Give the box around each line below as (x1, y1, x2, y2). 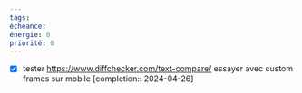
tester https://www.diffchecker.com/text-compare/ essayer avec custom (22, 63, 294, 74)
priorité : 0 (9, 38, 54, 48)
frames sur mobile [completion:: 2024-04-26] (22, 73, 194, 84)
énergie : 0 (9, 30, 51, 39)
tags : (9, 13, 30, 23)
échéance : (9, 22, 47, 31)
